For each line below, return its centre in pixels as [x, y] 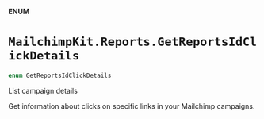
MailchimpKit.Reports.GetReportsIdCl [133, 42]
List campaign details [43, 90]
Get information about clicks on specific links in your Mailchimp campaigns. [132, 106]
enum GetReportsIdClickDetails [60, 75]
